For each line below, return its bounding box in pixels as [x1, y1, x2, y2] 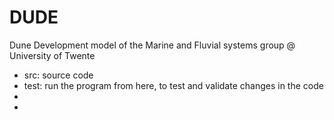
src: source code [23, 69, 94, 81]
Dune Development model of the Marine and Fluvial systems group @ [9, 39, 296, 51]
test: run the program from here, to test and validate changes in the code [23, 79, 324, 91]
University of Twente [9, 49, 96, 61]
